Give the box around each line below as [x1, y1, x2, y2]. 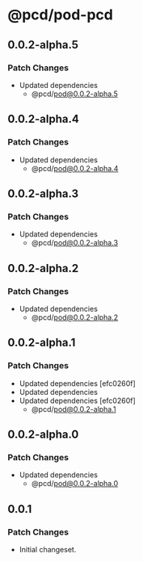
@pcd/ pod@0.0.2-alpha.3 [31, 238, 119, 248]
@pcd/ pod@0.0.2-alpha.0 [31, 479, 119, 489]
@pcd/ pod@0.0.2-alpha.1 [31, 404, 116, 413]
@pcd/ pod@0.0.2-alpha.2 [31, 312, 119, 322]
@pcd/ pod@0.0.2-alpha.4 [31, 163, 119, 173]
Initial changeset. [19, 545, 77, 554]
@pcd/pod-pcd [7, 6, 114, 24]
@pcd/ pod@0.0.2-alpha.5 [31, 89, 119, 99]
